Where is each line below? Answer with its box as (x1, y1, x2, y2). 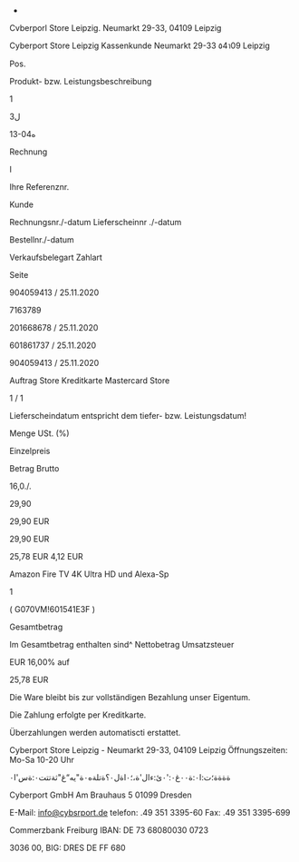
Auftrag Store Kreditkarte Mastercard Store (9, 375, 170, 386)
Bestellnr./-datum (9, 234, 74, 245)
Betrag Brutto (9, 463, 60, 473)
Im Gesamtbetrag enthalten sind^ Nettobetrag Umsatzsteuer (9, 639, 235, 649)
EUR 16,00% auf (9, 657, 71, 668)
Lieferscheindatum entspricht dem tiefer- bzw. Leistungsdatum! (9, 411, 247, 421)
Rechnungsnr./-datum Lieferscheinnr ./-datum (9, 217, 182, 227)
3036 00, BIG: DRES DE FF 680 (9, 842, 126, 853)
